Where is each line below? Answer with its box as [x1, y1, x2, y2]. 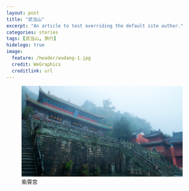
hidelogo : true [6, 42, 45, 48]
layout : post [6, 10, 40, 16]
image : [6, 49, 23, 55]
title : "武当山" [6, 16, 45, 23]
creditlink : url [12, 68, 53, 74]
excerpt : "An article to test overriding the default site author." [6, 23, 184, 29]
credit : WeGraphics [12, 61, 61, 67]
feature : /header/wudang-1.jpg [12, 55, 91, 61]
